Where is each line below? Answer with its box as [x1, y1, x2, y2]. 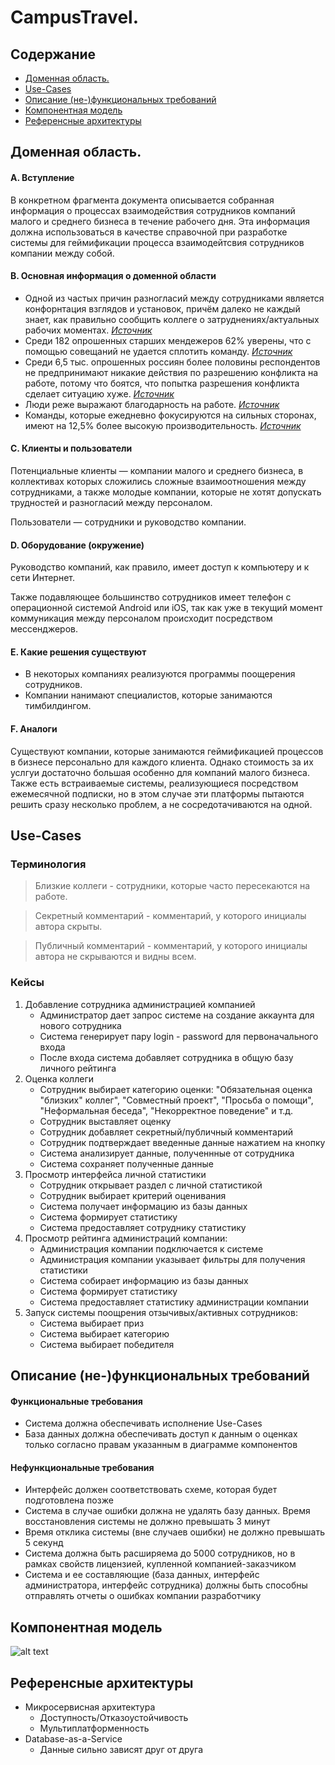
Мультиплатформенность [39, 1722, 150, 1735]
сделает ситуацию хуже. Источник [24, 387, 175, 400]
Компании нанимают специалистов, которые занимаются [24, 689, 273, 701]
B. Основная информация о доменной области [10, 270, 217, 282]
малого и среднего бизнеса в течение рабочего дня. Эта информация [10, 215, 311, 227]
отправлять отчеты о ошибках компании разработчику [24, 1590, 262, 1602]
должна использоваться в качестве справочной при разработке [10, 226, 288, 238]
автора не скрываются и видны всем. [34, 951, 197, 963]
